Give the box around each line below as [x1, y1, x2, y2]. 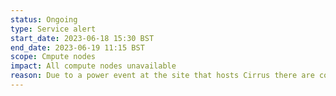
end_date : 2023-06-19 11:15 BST [10, 42, 145, 53]
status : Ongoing [10, 14, 78, 25]
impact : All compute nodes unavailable [10, 61, 177, 71]
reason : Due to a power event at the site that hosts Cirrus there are [10, 71, 315, 81]
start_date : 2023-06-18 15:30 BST [10, 33, 155, 43]
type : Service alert [10, 24, 97, 34]
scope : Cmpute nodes [10, 52, 97, 62]
